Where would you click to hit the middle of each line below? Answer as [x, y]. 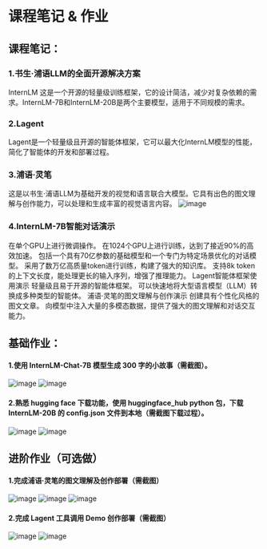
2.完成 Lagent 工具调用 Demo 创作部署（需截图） [89, 518]
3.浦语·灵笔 [30, 175]
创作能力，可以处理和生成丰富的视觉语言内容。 [99, 204]
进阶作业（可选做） [56, 458]
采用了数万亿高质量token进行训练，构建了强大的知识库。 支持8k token [139, 265]
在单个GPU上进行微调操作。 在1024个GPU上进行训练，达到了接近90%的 [128, 245]
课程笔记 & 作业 [59, 16]
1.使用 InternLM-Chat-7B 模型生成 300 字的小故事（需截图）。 [110, 365]
